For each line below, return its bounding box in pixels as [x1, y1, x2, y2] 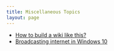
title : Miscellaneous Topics [6, 8, 80, 15]
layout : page [6, 15, 40, 21]
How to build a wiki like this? [15, 31, 87, 38]
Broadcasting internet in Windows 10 [15, 38, 108, 45]
